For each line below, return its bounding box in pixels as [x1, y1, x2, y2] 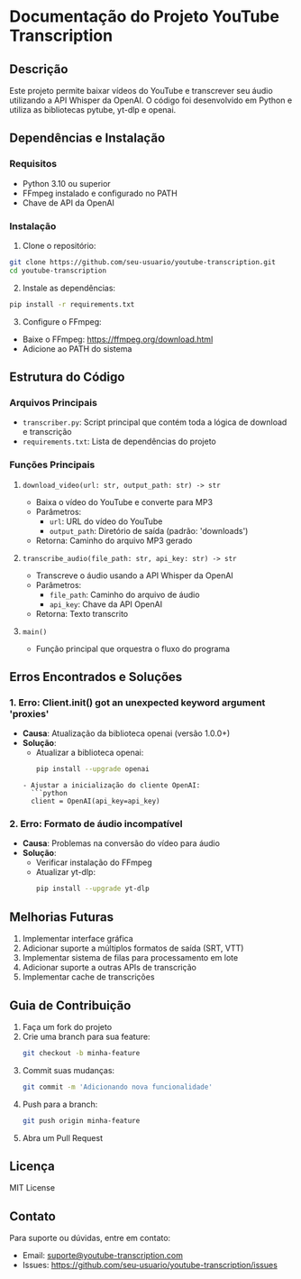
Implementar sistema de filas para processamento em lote [22, 952, 239, 963]
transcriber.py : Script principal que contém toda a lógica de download [22, 417, 287, 428]
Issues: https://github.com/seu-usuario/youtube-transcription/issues [22, 1260, 278, 1271]
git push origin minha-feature [22, 1116, 141, 1125]
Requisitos [9, 158, 57, 170]
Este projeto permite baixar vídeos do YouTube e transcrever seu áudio [9, 86, 273, 96]
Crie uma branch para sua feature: [22, 1031, 150, 1042]
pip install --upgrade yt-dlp [35, 884, 150, 894]
